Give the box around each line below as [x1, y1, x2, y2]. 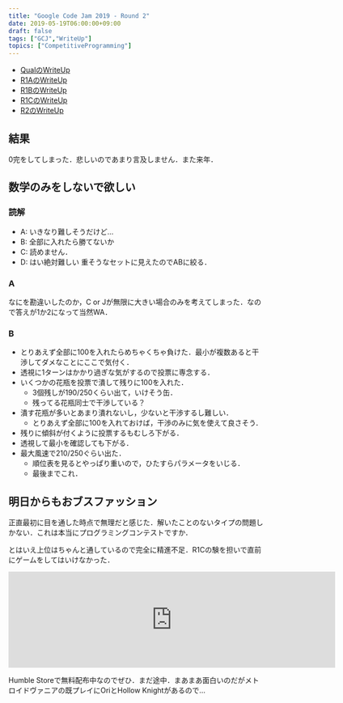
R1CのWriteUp [19, 95, 68, 105]
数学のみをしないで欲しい [8, 180, 136, 194]
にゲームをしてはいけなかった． [8, 555, 115, 565]
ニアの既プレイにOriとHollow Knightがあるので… [43, 685, 206, 696]
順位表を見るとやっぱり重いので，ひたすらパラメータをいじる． [32, 459, 245, 468]
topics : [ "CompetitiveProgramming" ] [8, 42, 132, 50]
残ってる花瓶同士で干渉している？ [32, 398, 146, 408]
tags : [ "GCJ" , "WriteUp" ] [8, 34, 92, 43]
